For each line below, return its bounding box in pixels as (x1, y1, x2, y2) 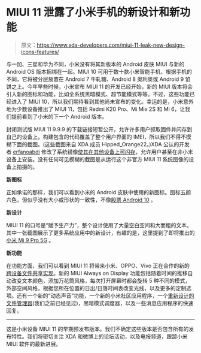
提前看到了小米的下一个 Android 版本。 (11, 113, 108, 120)
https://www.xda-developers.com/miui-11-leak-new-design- (36, 41, 185, 49)
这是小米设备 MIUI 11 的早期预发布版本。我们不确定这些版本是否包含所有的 (6, 325, 189, 333)
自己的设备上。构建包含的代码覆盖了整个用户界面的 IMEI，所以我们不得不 (6, 133, 187, 140)
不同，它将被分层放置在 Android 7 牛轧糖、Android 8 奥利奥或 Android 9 (6, 76, 184, 83)
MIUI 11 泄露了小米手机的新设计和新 (6, 5, 180, 19)
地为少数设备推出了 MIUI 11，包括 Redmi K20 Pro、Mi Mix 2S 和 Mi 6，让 (6, 105, 185, 113)
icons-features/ (20, 48, 60, 55)
